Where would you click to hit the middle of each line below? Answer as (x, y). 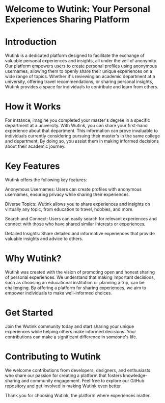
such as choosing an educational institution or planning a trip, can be (75, 282)
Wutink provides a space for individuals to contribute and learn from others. (82, 87)
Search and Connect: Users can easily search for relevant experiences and (81, 219)
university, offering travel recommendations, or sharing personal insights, (79, 81)
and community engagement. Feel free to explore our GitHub (83, 380)
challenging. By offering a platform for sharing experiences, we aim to (76, 288)
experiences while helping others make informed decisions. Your (71, 331)
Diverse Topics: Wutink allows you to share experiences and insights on (78, 204)
